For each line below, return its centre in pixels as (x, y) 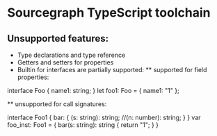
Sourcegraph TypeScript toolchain (109, 13)
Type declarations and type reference (71, 55)
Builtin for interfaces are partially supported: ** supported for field (112, 70)
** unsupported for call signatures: (57, 104)
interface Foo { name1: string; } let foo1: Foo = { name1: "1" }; (93, 91)
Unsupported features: (58, 39)
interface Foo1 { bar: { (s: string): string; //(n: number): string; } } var (104, 117)
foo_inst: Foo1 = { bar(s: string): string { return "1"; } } (83, 125)
